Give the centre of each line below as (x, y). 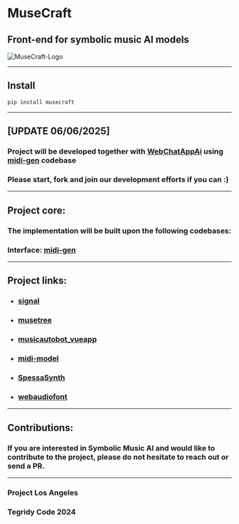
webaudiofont (42, 396)
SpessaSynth (41, 378)
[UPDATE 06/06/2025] (59, 131)
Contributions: (40, 427)
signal (28, 301)
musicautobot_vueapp (57, 339)
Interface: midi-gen (42, 250)
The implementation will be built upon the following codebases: (119, 231)
